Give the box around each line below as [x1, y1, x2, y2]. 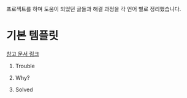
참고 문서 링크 [6, 50, 40, 57]
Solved [15, 86, 33, 93]
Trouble [15, 62, 35, 69]
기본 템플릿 [6, 29, 59, 43]
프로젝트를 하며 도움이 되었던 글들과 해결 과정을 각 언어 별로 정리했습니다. [6, 5, 181, 12]
